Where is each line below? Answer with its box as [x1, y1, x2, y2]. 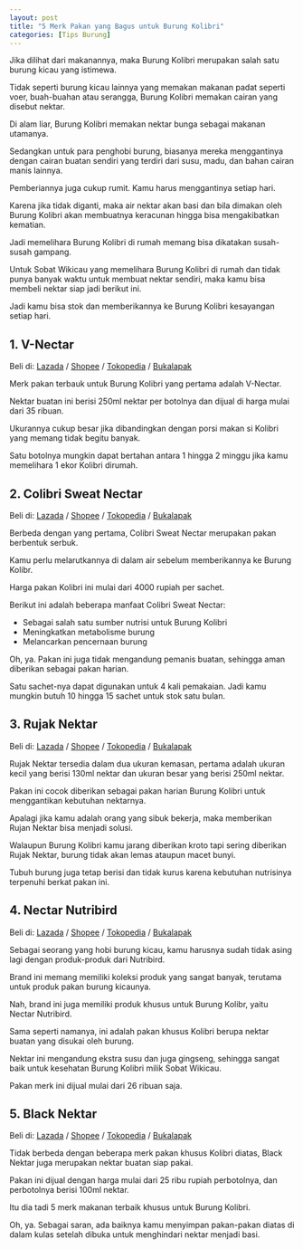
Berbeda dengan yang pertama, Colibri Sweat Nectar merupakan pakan [9, 528, 277, 539]
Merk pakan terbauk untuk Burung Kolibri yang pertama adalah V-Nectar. [9, 378, 282, 389]
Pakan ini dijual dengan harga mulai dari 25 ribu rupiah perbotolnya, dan [9, 1175, 278, 1186]
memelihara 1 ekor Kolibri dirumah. [9, 460, 138, 471]
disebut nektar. [9, 101, 65, 112]
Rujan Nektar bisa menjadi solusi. [9, 822, 134, 833]
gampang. [33, 246, 72, 258]
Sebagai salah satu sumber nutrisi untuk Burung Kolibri [22, 617, 228, 627]
